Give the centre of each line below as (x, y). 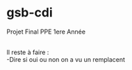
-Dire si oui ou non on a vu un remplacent (66, 59)
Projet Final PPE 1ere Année (46, 32)
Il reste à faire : (28, 52)
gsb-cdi (30, 13)
